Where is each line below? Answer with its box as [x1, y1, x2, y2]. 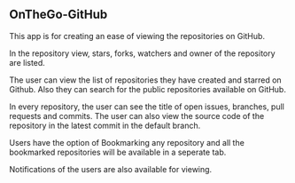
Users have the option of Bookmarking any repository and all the [9, 137, 245, 147]
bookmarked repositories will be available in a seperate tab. [9, 147, 227, 157]
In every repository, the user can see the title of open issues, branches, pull [9, 101, 285, 112]
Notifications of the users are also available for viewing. [9, 163, 213, 174]
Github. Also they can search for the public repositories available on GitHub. [9, 84, 286, 94]
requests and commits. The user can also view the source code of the [9, 110, 265, 121]
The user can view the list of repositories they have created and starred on [9, 75, 282, 85]
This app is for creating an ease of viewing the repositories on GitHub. [9, 30, 266, 41]
